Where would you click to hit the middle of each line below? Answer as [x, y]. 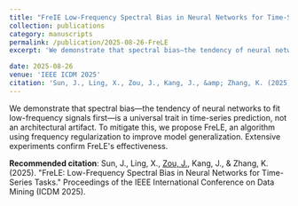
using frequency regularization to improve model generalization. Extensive [145, 136]
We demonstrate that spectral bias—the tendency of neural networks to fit [145, 108]
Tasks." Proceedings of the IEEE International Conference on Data [154, 182]
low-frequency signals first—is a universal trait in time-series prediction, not [148, 117]
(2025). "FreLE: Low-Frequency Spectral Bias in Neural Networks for [134, 172]
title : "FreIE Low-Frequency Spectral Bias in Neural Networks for [137, 17]
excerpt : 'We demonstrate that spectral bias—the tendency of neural [141, 51]
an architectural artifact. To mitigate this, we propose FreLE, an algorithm [142, 127]
